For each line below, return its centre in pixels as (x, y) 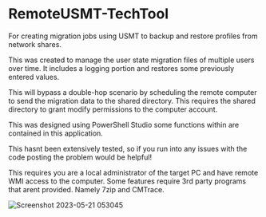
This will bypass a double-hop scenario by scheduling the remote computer (133, 92)
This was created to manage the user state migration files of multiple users (131, 60)
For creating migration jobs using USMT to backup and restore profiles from (133, 36)
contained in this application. (56, 133)
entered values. (34, 77)
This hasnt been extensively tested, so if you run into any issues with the (128, 148)
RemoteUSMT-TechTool (89, 14)
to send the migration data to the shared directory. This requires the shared (132, 101)
